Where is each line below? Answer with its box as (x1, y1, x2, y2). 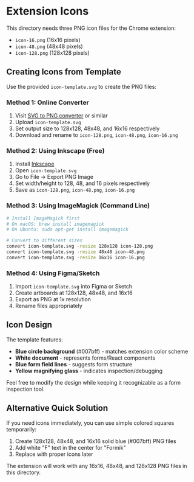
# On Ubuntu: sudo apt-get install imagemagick (6, 226, 129, 232)
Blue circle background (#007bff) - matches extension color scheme (15, 348, 189, 355)
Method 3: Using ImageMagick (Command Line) (6, 201, 150, 210)
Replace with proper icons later (15, 450, 93, 458)
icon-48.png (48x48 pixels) (15, 43, 83, 50)
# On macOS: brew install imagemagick (6, 221, 104, 227)
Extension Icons (6, 4, 89, 18)
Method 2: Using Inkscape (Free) (6, 146, 105, 155)
